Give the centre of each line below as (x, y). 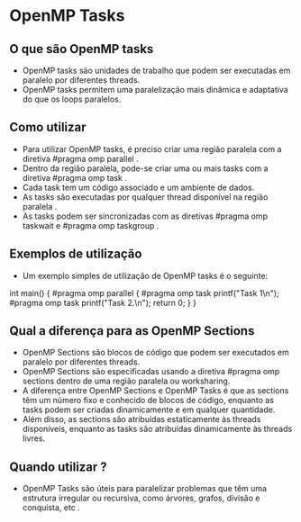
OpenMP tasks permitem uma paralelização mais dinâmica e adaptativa (155, 90)
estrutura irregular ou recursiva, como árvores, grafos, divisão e (141, 498)
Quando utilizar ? (59, 467)
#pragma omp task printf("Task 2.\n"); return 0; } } (103, 302)
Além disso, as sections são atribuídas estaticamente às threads (141, 419)
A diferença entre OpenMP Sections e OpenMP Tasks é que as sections (155, 391)
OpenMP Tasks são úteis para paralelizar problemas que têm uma (145, 489)
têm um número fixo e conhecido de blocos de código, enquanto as (148, 400)
